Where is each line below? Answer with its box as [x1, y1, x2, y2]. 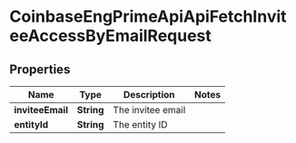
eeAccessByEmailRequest [9, 25, 212, 46]
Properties [9, 62, 71, 77]
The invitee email [113, 104, 186, 116]
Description [123, 89, 175, 100]
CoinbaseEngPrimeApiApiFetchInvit [9, 6, 288, 27]
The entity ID [113, 119, 168, 130]
